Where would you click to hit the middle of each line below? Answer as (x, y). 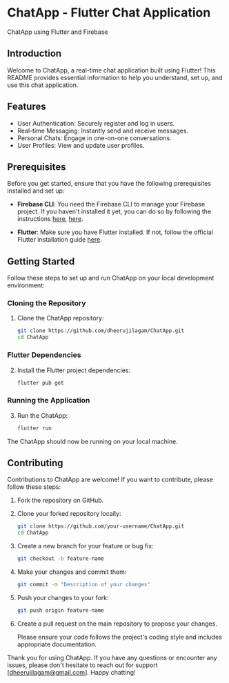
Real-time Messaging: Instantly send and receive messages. (102, 131)
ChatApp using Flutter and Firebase (58, 32)
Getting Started (41, 261)
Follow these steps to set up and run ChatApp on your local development (111, 278)
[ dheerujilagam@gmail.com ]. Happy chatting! (71, 672)
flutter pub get (40, 383)
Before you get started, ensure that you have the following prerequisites (109, 184)
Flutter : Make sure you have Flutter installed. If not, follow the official (115, 232)
